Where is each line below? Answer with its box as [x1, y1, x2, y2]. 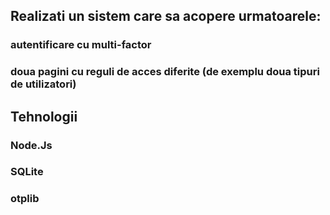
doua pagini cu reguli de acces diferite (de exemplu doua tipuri [10, 65, 320, 79]
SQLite [10, 165, 44, 179]
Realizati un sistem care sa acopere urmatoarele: [10, 8, 322, 25]
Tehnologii [10, 108, 78, 125]
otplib [10, 192, 40, 206]
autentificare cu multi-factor [10, 38, 152, 52]
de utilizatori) [10, 77, 77, 91]
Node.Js [10, 138, 53, 152]
